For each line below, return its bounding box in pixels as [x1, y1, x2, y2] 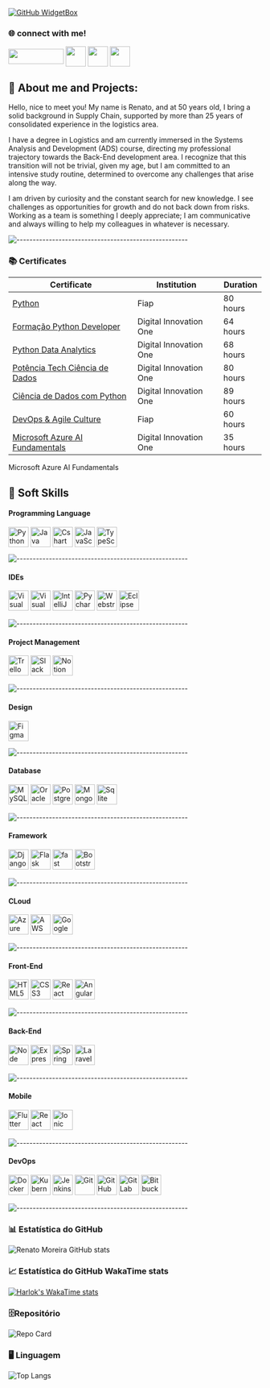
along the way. [8, 178, 57, 188]
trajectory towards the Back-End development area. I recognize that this [8, 152, 247, 162]
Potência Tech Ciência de [12, 363, 108, 374]
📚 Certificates [8, 256, 67, 267]
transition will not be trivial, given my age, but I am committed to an [8, 161, 231, 171]
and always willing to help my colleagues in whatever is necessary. [8, 219, 230, 229]
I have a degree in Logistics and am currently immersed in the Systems [8, 135, 243, 145]
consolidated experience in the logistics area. [8, 119, 159, 129]
